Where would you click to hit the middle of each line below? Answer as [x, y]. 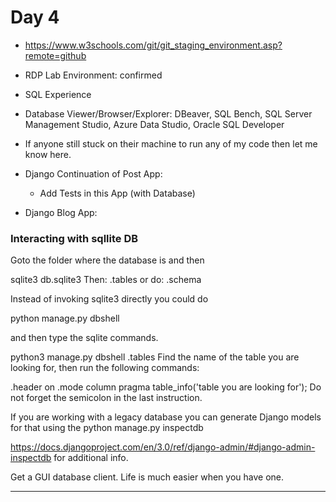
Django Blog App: [61, 212]
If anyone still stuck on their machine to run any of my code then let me [171, 143]
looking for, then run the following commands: [105, 368]
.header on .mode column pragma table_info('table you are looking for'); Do [166, 387]
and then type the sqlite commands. [84, 338]
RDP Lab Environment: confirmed [93, 75]
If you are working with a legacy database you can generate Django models [166, 417]
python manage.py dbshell [65, 318]
